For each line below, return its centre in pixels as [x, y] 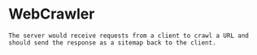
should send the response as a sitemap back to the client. [113, 42]
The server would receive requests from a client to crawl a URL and [129, 36]
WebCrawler [52, 14]
